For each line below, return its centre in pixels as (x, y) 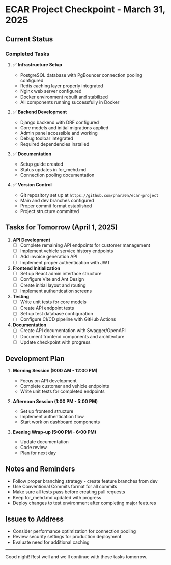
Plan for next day (38, 453)
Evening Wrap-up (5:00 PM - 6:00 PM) (54, 432)
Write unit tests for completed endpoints (63, 391)
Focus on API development (49, 381)
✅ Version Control (32, 184)
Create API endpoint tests (47, 308)
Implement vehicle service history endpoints (67, 251)
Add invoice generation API (49, 256)
